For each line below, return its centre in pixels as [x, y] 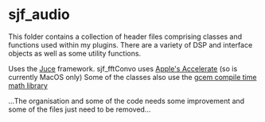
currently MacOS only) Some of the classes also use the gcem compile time [132, 77]
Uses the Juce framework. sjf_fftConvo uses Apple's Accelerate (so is [123, 68]
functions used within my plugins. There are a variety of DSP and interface [131, 44]
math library [28, 86]
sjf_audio [39, 15]
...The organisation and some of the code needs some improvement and [127, 101]
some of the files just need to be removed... [80, 109]
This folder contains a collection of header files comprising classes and [125, 36]
